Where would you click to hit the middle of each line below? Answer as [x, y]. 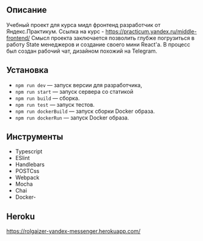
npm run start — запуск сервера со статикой [74, 91]
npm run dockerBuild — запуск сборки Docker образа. [85, 111]
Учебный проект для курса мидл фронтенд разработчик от [83, 25]
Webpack [27, 178]
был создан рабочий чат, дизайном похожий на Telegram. [82, 51]
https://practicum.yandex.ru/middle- [151, 31]
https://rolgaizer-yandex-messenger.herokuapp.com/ [73, 231]
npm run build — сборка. [47, 98]
